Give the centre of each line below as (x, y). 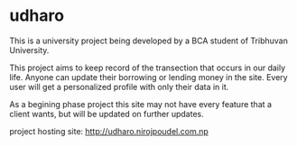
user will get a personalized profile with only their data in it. (119, 87)
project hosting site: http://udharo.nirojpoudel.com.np (109, 131)
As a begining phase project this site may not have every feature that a (141, 104)
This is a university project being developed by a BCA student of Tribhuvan (149, 41)
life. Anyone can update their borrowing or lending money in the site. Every (148, 77)
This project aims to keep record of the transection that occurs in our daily (148, 68)
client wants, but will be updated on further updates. (107, 114)
